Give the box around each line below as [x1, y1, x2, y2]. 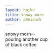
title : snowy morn [5, 12, 44, 17]
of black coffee [5, 42, 37, 48]
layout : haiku [5, 7, 35, 13]
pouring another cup [5, 36, 48, 42]
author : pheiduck [5, 17, 42, 22]
